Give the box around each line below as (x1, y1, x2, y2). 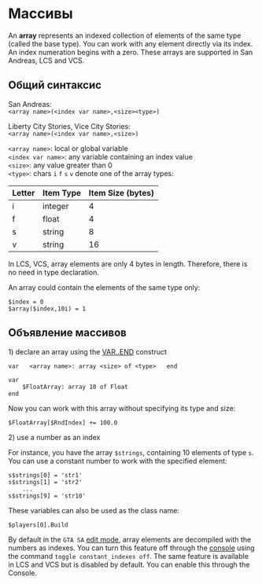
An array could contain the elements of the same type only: (8, 282, 201, 292)
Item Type (42, 187, 81, 198)
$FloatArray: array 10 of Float (22, 383, 128, 391)
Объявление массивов (8, 326, 127, 340)
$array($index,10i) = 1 (8, 304, 87, 313)
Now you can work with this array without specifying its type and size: (8, 403, 236, 413)
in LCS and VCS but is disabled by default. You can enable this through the (8, 560, 250, 569)
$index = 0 (8, 298, 44, 306)
